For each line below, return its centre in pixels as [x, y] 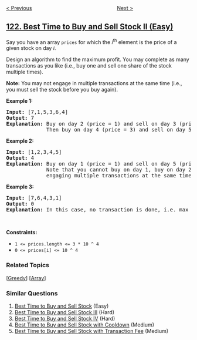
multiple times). [25, 72]
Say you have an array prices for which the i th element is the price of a [91, 41]
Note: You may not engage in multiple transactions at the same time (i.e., [94, 83]
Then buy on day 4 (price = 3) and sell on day [116, 130]
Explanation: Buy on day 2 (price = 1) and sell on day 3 [91, 124]
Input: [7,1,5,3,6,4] [37, 112]
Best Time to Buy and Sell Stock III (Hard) [64, 312]
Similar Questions [32, 293]
